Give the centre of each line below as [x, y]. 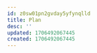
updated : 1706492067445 [41, 33]
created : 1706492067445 [41, 39]
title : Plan [24, 20]
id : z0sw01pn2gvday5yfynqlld [49, 13]
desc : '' [20, 26]
